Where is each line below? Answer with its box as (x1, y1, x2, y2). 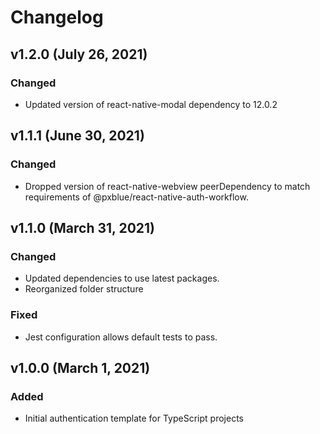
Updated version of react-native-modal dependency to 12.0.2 (24, 98, 278, 110)
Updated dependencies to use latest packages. (24, 272, 220, 285)
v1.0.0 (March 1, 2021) (10, 359, 151, 376)
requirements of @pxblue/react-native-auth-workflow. (24, 191, 249, 203)
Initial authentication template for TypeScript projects (24, 412, 244, 425)
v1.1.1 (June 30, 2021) (10, 127, 145, 145)
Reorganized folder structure (24, 283, 144, 295)
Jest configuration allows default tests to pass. (24, 331, 218, 343)
